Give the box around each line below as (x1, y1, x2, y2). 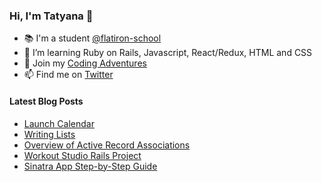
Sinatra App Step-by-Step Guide (23, 160, 158, 172)
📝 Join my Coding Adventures (23, 57, 147, 69)
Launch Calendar (23, 117, 95, 129)
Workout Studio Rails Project (23, 149, 142, 161)
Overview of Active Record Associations (23, 139, 191, 151)
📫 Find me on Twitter (23, 69, 114, 81)
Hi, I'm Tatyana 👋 (9, 9, 94, 23)
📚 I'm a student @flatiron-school (23, 32, 162, 44)
